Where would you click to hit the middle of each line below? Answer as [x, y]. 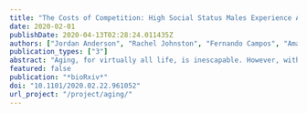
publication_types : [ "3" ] [58, 52]
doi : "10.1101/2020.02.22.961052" [75, 86]
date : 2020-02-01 [42, 26]
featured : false [40, 69]
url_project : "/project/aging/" [71, 94]
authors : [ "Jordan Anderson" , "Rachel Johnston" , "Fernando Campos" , [145, 43]
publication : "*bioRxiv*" [58, 77]
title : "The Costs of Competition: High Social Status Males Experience [151, 18]
